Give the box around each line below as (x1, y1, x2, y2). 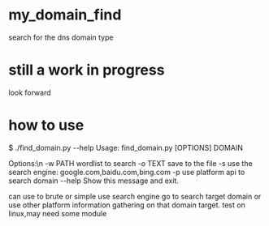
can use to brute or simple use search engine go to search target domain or (8, 191, 262, 201)
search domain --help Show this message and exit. (8, 176, 179, 185)
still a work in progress (8, 61, 165, 79)
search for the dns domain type (8, 32, 114, 42)
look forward (8, 87, 51, 97)
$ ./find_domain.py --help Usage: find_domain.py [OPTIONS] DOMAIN (8, 143, 244, 152)
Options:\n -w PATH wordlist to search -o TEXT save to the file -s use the (8, 158, 254, 168)
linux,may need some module (8, 208, 107, 218)
